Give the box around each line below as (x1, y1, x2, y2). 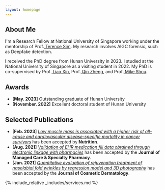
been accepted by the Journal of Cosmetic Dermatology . (12, 170, 130, 176)
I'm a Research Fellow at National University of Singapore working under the (5, 38, 160, 44)
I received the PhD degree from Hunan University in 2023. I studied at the (5, 58, 154, 64)
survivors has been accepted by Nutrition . (12, 139, 99, 145)
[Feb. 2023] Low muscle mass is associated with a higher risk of (12, 129, 144, 135)
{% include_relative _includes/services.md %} (5, 180, 98, 186)
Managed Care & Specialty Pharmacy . (12, 155, 92, 161)
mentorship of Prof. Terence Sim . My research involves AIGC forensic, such (5, 44, 158, 50)
